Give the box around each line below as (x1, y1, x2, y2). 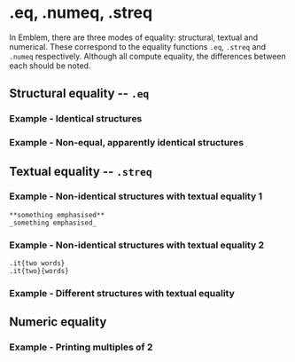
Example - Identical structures (9, 113, 143, 125)
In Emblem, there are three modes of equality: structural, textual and (9, 32, 259, 43)
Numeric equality (9, 314, 107, 330)
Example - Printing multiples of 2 (9, 341, 153, 353)
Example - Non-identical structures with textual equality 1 (9, 190, 263, 202)
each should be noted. (9, 60, 91, 71)
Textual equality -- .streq (9, 163, 152, 179)
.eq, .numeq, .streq (9, 3, 153, 23)
